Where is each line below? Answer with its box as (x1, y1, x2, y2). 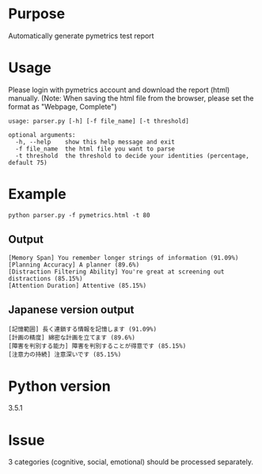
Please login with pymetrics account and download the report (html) (8, 85, 230, 94)
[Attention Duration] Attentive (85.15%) (8, 281, 147, 289)
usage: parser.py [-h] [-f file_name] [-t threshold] (8, 117, 190, 125)
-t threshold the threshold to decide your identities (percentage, (15, 151, 249, 159)
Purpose (8, 5, 66, 23)
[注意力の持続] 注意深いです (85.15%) (8, 350, 122, 359)
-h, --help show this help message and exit (15, 138, 176, 146)
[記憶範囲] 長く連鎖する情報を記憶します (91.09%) (8, 326, 157, 334)
